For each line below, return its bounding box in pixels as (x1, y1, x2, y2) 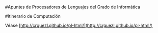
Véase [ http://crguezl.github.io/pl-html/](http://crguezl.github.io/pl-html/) (5, 22, 153, 28)
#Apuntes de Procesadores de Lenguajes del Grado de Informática (5, 4, 141, 10)
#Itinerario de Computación (5, 13, 61, 19)
